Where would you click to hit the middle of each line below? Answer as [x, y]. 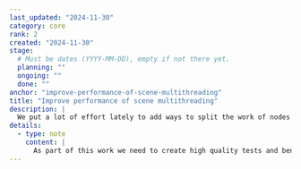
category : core [38, 26]
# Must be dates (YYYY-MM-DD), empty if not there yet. [124, 59]
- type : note [42, 134]
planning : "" [42, 68]
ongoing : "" [40, 76]
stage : [21, 51]
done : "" [34, 84]
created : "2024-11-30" [52, 42]
